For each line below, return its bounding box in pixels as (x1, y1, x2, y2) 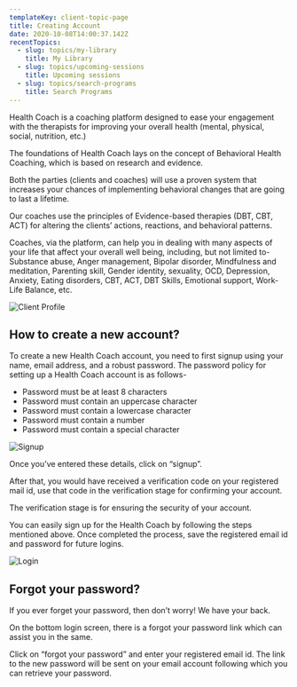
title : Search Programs (25, 87, 113, 96)
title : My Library (25, 54, 93, 63)
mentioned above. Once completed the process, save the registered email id (9, 529, 288, 540)
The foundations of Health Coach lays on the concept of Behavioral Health (9, 147, 282, 158)
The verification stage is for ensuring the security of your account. (9, 502, 253, 513)
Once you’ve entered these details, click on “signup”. (9, 459, 202, 470)
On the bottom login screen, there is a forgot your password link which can (9, 622, 283, 633)
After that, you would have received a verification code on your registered (9, 476, 279, 486)
